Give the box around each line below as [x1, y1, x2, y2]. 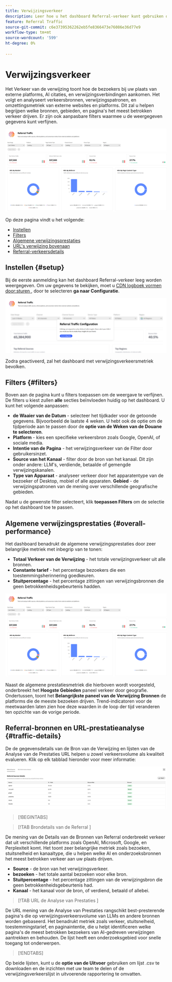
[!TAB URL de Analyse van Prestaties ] [17, 897, 99, 904]
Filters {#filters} [5, 378, 58, 387]
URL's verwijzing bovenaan [12, 243, 70, 249]
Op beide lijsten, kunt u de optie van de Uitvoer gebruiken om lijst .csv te [5, 959, 160, 966]
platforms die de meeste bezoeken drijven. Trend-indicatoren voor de [5, 698, 152, 704]
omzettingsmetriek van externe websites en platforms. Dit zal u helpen [5, 102, 155, 108]
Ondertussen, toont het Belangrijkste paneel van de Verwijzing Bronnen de [5, 692, 166, 698]
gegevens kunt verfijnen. [5, 118, 58, 125]
